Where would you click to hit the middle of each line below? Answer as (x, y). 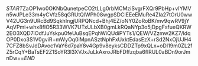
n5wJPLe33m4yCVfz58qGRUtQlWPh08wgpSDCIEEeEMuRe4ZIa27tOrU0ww (99, 15)
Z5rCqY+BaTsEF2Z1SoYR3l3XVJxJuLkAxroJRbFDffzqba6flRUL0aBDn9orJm (98, 52)
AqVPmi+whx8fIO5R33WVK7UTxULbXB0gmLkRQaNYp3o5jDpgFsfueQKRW (99, 27)
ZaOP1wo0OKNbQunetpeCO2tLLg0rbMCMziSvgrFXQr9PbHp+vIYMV (107, 8)
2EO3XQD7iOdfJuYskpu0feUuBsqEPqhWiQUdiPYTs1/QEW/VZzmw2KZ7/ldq (98, 33)
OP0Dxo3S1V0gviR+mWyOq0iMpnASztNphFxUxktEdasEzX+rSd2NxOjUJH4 (99, 39)
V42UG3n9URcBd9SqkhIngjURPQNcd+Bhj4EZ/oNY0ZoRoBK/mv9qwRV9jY (98, 21)
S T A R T (14, 8)
